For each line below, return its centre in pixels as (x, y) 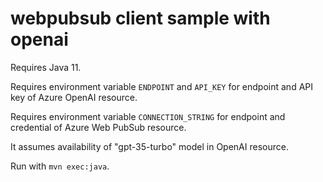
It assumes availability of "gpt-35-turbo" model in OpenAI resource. (149, 146)
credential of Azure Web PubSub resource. (98, 127)
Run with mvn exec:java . (60, 166)
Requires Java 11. (46, 67)
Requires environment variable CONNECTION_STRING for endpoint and (148, 116)
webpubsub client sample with (140, 18)
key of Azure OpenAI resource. (74, 97)
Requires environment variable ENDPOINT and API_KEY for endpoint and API (161, 86)
